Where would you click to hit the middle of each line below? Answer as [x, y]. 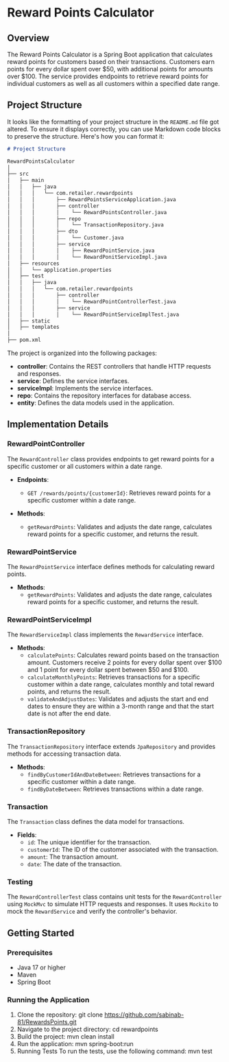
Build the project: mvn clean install [65, 1037]
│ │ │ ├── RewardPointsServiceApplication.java [92, 199]
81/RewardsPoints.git [47, 1022]
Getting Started [41, 933]
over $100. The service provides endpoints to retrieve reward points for [108, 76]
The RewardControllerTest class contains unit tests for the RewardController [114, 897]
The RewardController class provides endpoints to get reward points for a [111, 459]
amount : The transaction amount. [73, 857]
